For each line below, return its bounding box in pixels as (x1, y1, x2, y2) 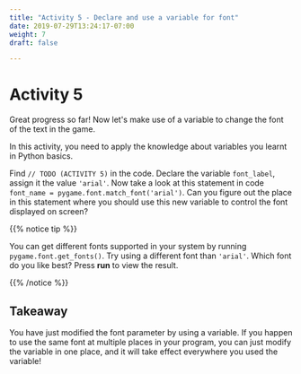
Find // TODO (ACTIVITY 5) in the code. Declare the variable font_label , (9, 168, 276, 179)
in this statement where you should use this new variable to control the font (9, 196, 288, 207)
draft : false (9, 38, 58, 48)
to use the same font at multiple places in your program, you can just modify (9, 337, 292, 347)
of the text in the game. (9, 124, 96, 135)
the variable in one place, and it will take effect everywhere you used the (9, 346, 279, 357)
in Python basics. (9, 151, 74, 161)
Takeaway (9, 303, 68, 318)
